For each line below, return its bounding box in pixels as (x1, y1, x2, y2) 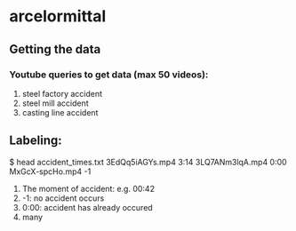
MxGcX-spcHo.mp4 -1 (9, 166, 92, 177)
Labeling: (9, 133, 62, 148)
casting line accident (21, 107, 99, 117)
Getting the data (9, 42, 101, 57)
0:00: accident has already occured (21, 202, 153, 212)
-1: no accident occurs (21, 193, 105, 203)
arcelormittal (9, 6, 107, 27)
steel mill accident (21, 98, 89, 108)
